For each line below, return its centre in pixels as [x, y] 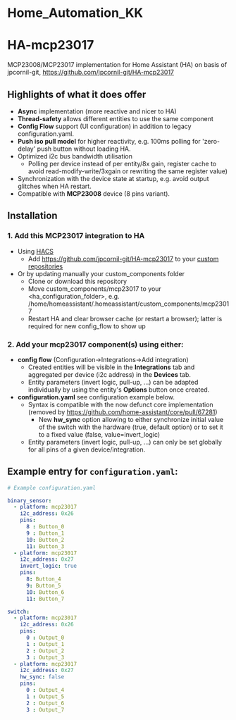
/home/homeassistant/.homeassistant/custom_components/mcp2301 [129, 304]
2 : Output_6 [45, 703]
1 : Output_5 [45, 696]
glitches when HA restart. [54, 186]
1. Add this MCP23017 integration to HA [76, 236]
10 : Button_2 [45, 540]
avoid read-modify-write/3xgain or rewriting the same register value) [128, 171]
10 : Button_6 [45, 592]
